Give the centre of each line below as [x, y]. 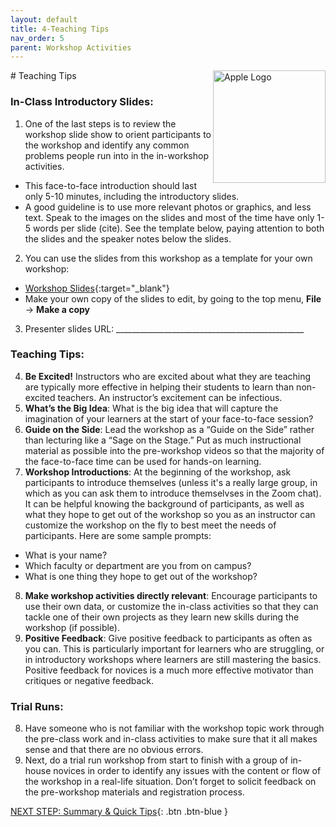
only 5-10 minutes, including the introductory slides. [132, 196]
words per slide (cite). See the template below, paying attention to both [179, 228]
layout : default [44, 19]
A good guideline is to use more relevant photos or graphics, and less [168, 207]
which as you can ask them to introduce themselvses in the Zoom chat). [173, 493]
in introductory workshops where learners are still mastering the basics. [173, 659]
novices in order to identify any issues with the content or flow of [187, 771]
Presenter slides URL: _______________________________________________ [164, 328]
